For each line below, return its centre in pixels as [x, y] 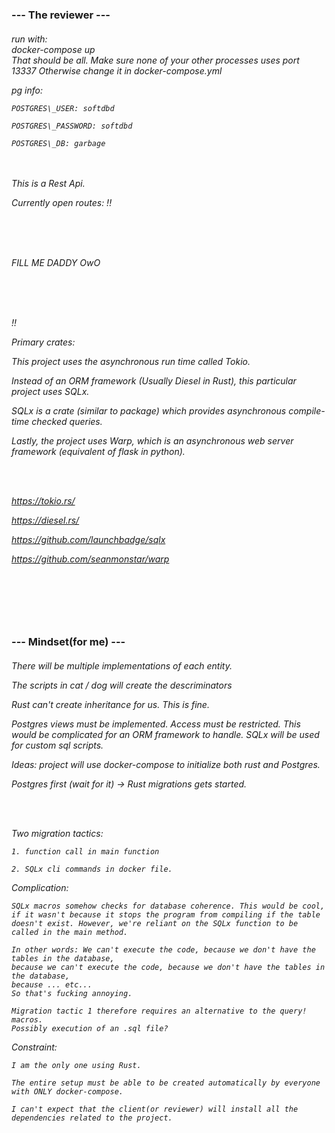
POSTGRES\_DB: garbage [58, 143]
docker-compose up [53, 49]
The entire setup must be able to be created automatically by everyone [166, 1083]
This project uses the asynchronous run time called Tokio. [131, 361]
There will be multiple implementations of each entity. [122, 665]
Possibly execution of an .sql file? [90, 1028]
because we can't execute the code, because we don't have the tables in [168, 967]
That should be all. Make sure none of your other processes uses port [155, 60]
